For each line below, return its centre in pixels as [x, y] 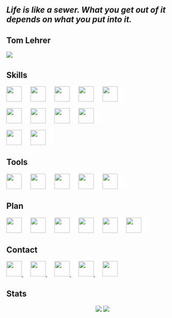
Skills [17, 75]
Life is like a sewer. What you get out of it [86, 10]
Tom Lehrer [28, 40]
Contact [22, 250]
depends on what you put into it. [69, 20]
